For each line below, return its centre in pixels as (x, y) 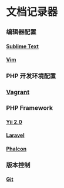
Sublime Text (23, 46)
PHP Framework (30, 108)
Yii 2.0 (14, 122)
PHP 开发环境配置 (31, 76)
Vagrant (18, 92)
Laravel (15, 135)
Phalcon (16, 149)
